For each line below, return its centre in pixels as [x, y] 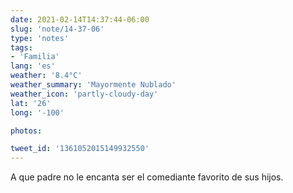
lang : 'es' [33, 66]
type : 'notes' [40, 38]
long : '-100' [37, 112]
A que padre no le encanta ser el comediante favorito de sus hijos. [147, 177]
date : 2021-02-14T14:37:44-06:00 [80, 19]
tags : [21, 47]
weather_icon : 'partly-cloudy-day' [84, 94]
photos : [26, 131]
